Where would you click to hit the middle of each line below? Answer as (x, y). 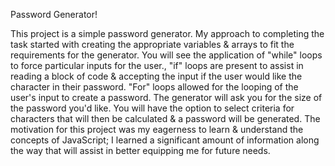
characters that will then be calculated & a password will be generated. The (165, 118)
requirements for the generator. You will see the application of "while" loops (166, 55)
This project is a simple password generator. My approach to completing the (167, 33)
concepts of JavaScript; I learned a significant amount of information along (165, 140)
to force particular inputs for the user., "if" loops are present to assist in (157, 65)
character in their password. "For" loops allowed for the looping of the (154, 87)
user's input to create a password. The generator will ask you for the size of (166, 97)
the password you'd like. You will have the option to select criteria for (152, 108)
